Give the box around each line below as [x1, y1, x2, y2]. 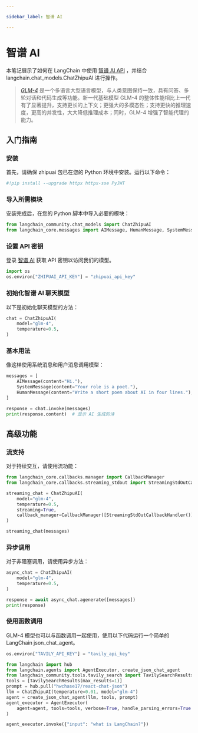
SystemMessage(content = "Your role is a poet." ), [16, 384, 138, 390]
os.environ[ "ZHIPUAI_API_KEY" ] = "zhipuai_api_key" [6, 274, 136, 280]
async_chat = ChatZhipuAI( [6, 570, 72, 576]
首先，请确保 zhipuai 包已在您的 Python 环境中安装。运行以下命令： [6, 169, 171, 176]
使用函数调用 [6, 617, 43, 625]
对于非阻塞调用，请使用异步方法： [6, 558, 89, 565]
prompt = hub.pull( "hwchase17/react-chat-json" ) [6, 684, 128, 689]
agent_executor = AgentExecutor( [6, 699, 88, 706]
